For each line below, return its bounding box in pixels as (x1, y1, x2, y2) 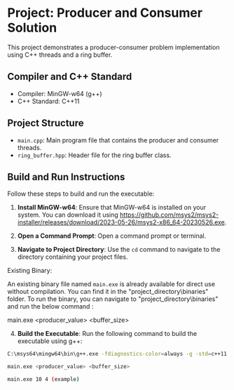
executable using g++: (17, 337, 83, 345)
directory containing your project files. (17, 253, 128, 261)
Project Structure (7, 117, 84, 129)
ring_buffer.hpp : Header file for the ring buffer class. (17, 151, 172, 159)
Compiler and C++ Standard (7, 71, 132, 83)
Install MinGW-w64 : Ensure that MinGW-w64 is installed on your (17, 203, 207, 212)
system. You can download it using (17, 210, 119, 219)
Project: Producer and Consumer (7, 5, 203, 21)
